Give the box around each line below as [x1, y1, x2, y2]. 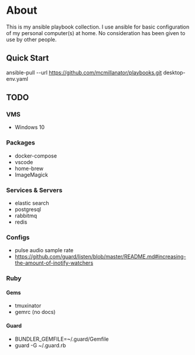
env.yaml [6, 75, 28, 82]
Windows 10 [14, 124, 45, 131]
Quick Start [6, 53, 49, 63]
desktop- [162, 69, 186, 76]
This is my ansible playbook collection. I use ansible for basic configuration [6, 23, 190, 30]
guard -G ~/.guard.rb [14, 341, 66, 348]
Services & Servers [6, 186, 63, 194]
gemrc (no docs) [14, 309, 56, 316]
